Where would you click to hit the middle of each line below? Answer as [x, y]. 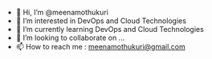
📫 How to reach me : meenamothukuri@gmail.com [101, 47]
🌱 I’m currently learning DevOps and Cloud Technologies [110, 29]
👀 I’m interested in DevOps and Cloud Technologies [101, 21]
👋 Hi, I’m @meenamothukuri [62, 12]
